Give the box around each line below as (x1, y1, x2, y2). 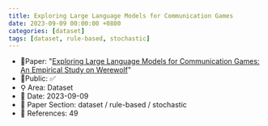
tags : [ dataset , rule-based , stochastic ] (8, 34, 151, 43)
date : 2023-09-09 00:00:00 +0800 (8, 19, 121, 27)
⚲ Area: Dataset (19, 82, 74, 93)
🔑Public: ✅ (19, 73, 57, 83)
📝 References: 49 (19, 108, 79, 118)
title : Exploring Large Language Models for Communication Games (8, 11, 233, 20)
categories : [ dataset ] (8, 27, 85, 35)
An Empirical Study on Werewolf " (19, 65, 132, 75)
